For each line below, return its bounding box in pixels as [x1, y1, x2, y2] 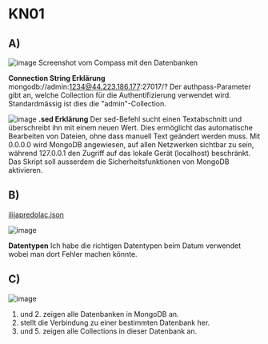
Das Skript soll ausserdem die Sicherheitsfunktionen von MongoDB [8, 157, 230, 166]
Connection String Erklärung [8, 74, 106, 82]
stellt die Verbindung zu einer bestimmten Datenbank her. [19, 318, 210, 327]
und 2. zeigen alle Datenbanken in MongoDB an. [19, 309, 179, 318]
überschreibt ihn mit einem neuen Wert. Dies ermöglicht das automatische [8, 123, 254, 132]
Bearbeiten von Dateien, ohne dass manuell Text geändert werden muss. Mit [8, 131, 261, 141]
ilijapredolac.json [8, 210, 64, 219]
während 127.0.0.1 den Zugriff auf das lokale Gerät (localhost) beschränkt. [8, 149, 251, 158]
